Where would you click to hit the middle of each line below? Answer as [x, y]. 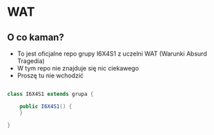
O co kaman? [35, 37]
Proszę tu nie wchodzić [50, 75]
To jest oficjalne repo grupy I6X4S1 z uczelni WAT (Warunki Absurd [112, 53]
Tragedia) [31, 61]
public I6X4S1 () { [46, 106]
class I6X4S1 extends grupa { [51, 94]
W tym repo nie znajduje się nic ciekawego [78, 68]
